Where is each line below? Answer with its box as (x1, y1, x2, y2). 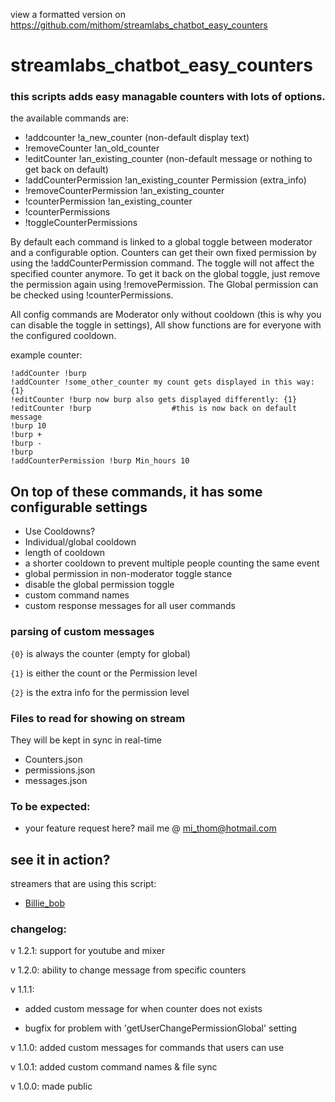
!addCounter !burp (10, 369, 87, 379)
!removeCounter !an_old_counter (24, 142, 160, 154)
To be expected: (10, 799, 91, 813)
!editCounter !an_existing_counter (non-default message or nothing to (24, 153, 313, 165)
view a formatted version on (10, 9, 126, 20)
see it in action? (10, 851, 111, 868)
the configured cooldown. (10, 330, 117, 342)
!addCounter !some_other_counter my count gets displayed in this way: (10, 377, 315, 388)
